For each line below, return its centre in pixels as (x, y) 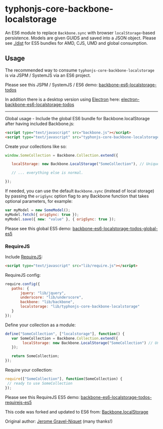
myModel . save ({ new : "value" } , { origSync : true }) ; (61, 219)
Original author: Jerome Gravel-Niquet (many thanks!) (59, 421)
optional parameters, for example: (39, 201)
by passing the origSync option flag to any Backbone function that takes (77, 196)
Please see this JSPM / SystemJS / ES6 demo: (51, 85)
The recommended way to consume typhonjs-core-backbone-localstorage (80, 70)
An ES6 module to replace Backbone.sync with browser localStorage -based (80, 33)
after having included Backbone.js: (40, 124)
